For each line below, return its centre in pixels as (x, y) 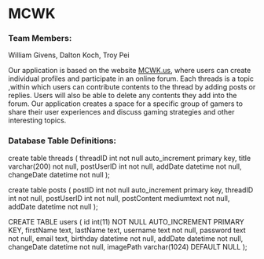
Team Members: (40, 38)
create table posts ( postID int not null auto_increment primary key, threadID (131, 190)
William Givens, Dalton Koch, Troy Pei (69, 55)
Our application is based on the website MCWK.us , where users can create (130, 71)
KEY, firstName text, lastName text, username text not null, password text (127, 230)
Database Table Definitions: (62, 140)
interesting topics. (37, 120)
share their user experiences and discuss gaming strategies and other (121, 112)
